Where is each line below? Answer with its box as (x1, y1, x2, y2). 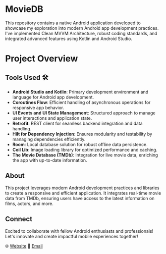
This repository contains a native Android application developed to (5, 20, 141, 26)
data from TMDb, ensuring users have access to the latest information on (5, 195, 155, 201)
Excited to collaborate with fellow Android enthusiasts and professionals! (5, 228, 154, 234)
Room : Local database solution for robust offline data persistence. (12, 141, 148, 147)
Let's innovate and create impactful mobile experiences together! (5, 233, 139, 239)
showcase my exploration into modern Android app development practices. (5, 25, 159, 31)
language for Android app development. (12, 94, 94, 100)
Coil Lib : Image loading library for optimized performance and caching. (12, 147, 158, 152)
